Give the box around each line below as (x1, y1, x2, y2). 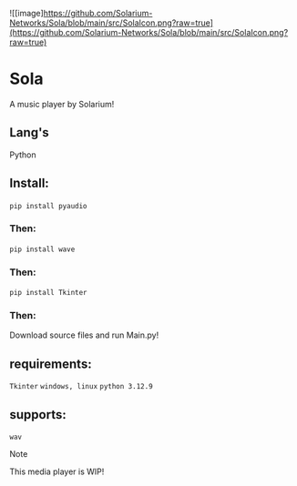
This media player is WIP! (9, 466, 105, 477)
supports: (9, 407, 67, 422)
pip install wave (9, 245, 76, 254)
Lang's (9, 125, 50, 140)
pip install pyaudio (9, 201, 88, 210)
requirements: (9, 356, 93, 371)
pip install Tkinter (9, 289, 88, 298)
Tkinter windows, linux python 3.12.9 (9, 382, 153, 391)
